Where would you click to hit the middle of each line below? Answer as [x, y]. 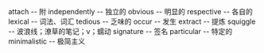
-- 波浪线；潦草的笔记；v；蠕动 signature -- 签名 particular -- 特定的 [120, 31]
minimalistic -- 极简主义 [47, 41]
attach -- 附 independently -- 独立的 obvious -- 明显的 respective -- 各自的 [130, 11]
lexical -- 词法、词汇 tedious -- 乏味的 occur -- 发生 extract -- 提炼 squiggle [132, 21]
